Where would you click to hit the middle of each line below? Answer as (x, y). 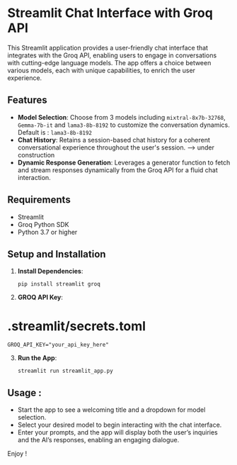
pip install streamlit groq (59, 284)
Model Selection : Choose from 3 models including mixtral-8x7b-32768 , (122, 117)
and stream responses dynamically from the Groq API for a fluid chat (117, 170)
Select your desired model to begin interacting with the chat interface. (120, 425)
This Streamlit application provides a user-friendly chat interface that (108, 47)
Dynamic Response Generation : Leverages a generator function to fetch (124, 162)
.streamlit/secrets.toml (77, 326)
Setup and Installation (57, 254)
